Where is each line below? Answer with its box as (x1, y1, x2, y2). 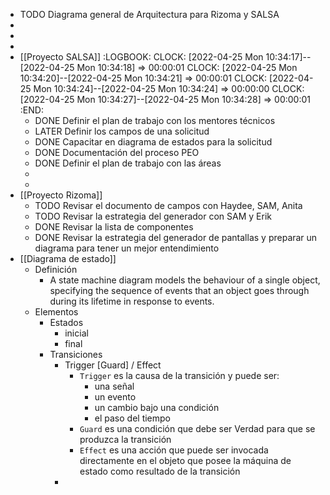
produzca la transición (79, 434, 172, 445)
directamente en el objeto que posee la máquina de (79, 455, 292, 466)
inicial (64, 327, 89, 339)
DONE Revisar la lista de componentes (34, 221, 194, 233)
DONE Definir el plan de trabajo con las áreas (34, 157, 222, 169)
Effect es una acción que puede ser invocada (79, 444, 269, 456)
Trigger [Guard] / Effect (64, 359, 162, 371)
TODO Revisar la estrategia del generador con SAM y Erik (34, 210, 272, 222)
